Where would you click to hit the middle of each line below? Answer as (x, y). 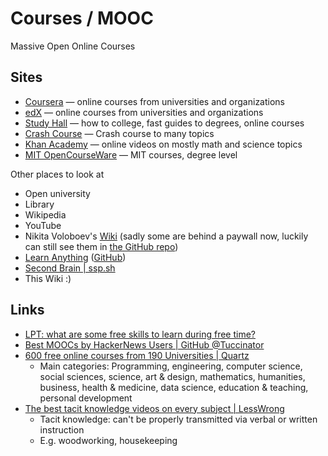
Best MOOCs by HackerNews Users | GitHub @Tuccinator (144, 344)
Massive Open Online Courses (73, 46)
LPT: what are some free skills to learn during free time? (140, 334)
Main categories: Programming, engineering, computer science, (171, 366)
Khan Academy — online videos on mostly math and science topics (163, 144)
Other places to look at (57, 174)
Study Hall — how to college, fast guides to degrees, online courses (164, 123)
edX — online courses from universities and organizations (144, 112)
